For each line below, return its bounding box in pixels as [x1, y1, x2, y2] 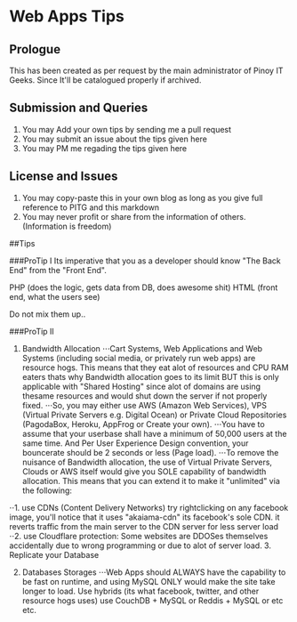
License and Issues [9, 169, 118, 184]
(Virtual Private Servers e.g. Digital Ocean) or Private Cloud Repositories [21, 409, 287, 420]
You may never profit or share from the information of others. [21, 211, 246, 222]
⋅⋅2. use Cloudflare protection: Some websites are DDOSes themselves [9, 530, 269, 541]
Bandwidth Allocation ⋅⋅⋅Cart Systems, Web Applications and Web [21, 343, 263, 353]
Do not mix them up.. [9, 309, 86, 319]
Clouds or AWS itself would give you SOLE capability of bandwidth [21, 465, 267, 477]
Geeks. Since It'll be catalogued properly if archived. [9, 75, 202, 85]
